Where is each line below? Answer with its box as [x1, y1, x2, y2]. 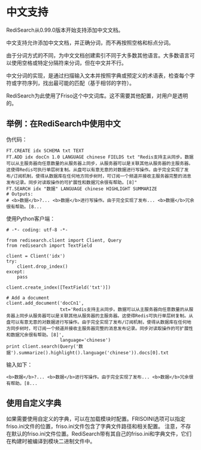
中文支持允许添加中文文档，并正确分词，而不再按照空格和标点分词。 [6, 39, 174, 46]
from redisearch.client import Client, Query [6, 237, 121, 243]
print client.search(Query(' [6, 343, 79, 350]
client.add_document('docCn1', [6, 300, 84, 306]
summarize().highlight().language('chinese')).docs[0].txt [19, 350, 169, 356]
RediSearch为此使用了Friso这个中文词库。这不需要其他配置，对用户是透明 [6, 92, 188, 99]
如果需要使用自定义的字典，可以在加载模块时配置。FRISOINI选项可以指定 [6, 415, 185, 422]
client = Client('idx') [6, 253, 66, 259]
